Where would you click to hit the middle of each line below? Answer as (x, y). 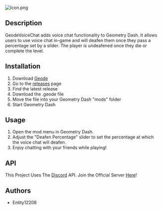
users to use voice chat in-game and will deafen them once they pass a (78, 40)
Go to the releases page (37, 84)
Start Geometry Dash (34, 104)
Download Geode (30, 78)
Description (24, 23)
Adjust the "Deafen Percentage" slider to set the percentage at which (83, 137)
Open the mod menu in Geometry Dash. (53, 132)
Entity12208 (25, 203)
